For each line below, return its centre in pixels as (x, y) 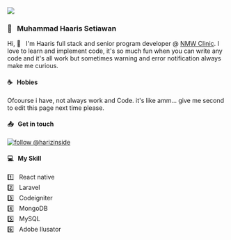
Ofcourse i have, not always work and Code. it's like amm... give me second (116, 100)
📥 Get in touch (31, 124)
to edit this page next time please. (56, 108)
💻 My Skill (24, 159)
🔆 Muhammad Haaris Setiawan (62, 29)
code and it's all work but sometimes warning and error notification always (114, 58)
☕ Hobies (23, 82)
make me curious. (33, 66)
